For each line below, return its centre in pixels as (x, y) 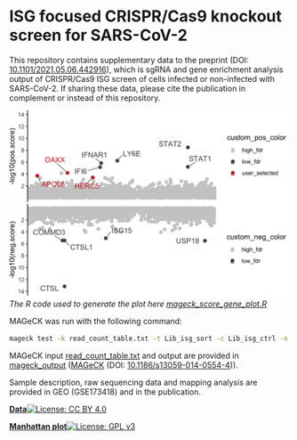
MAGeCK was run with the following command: (96, 321)
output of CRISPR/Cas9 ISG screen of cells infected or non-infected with (142, 78)
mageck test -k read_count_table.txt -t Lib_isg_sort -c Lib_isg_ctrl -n (149, 338)
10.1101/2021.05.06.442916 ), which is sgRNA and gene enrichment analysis (146, 69)
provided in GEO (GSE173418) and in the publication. (105, 391)
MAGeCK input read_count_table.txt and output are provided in (124, 355)
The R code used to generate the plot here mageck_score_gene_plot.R (138, 304)
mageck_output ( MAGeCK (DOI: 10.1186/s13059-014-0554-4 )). (124, 365)
